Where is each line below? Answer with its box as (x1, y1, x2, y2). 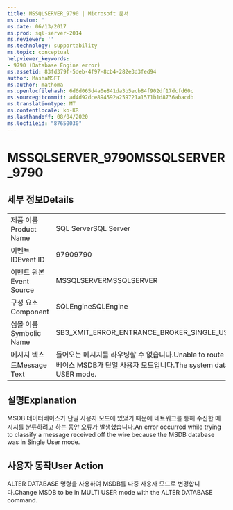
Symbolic (10, 328, 42, 338)
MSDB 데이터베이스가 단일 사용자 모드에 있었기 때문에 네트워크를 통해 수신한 (7, 414, 214, 423)
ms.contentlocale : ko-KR (7, 107, 79, 114)
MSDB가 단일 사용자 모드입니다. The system (76, 360, 214, 370)
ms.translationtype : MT (7, 101, 76, 108)
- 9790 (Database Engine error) (7, 62, 101, 69)
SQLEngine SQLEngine (55, 301, 128, 311)
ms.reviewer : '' (7, 36, 54, 43)
